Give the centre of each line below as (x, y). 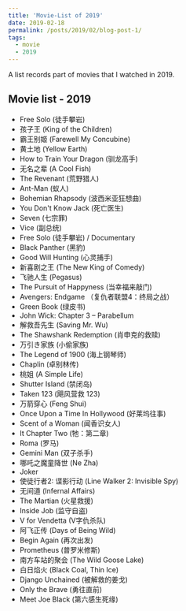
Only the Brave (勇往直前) (60, 589)
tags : (17, 37)
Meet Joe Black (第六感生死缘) (69, 599)
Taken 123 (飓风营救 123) (60, 393)
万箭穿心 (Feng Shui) (53, 404)
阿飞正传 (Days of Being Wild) (67, 530)
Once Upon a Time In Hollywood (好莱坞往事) (93, 413)
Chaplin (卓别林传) (49, 364)
